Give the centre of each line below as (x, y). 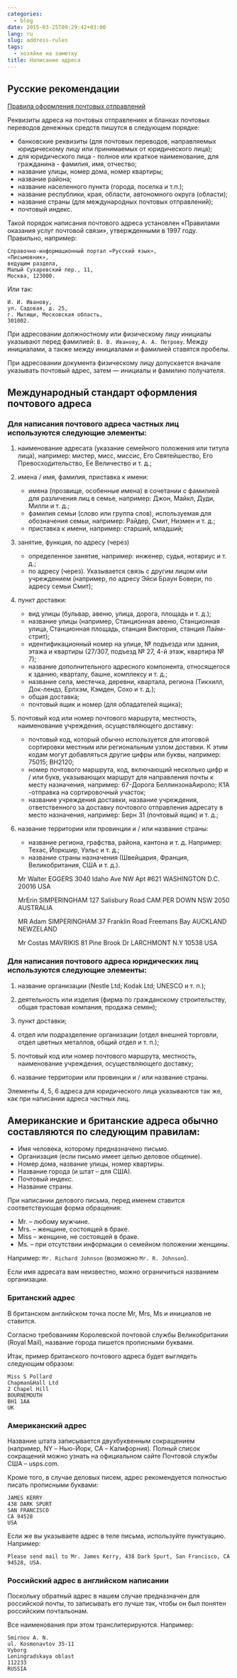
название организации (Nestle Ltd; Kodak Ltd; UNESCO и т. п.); (112, 985)
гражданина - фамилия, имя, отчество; (77, 163)
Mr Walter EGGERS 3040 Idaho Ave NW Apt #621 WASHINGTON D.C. (118, 879)
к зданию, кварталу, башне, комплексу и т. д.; (98, 674)
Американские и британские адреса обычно (113, 1121)
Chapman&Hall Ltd (33, 1382)
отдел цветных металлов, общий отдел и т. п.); (88, 1042)
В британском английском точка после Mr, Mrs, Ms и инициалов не (109, 1313)
